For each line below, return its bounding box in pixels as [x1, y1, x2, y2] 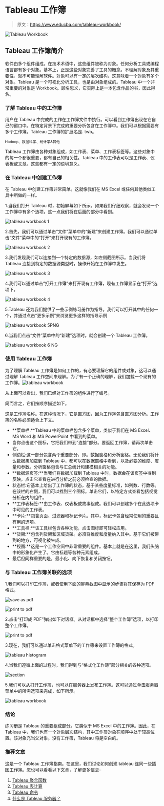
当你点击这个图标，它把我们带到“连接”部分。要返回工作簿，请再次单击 [12, 439, 153, 445]
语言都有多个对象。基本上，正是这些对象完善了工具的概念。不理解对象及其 [5, 66, 155, 72]
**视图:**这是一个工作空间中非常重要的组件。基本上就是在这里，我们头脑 [12, 543, 159, 549]
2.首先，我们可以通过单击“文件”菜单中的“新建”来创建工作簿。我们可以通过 [5, 229, 154, 234]
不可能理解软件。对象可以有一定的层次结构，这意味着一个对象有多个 [21, 73, 159, 79]
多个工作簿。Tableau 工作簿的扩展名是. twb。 [5, 129, 97, 135]
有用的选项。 [12, 519, 38, 525]
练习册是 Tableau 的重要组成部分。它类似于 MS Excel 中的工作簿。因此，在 [5, 723, 156, 729]
